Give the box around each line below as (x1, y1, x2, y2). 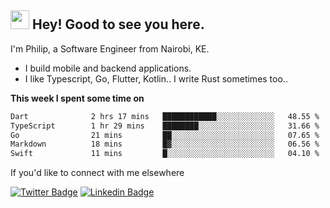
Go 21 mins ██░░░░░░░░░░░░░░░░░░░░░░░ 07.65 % (10, 130, 320, 140)
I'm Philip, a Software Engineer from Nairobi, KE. (10, 42, 210, 55)
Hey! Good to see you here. (31, 16, 205, 33)
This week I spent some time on (10, 92, 145, 104)
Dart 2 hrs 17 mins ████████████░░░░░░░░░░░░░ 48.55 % (10, 111, 320, 121)
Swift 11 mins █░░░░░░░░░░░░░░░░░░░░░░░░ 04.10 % (10, 149, 320, 159)
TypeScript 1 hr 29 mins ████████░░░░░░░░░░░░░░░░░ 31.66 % (10, 121, 320, 131)
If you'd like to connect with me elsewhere (10, 167, 185, 179)
